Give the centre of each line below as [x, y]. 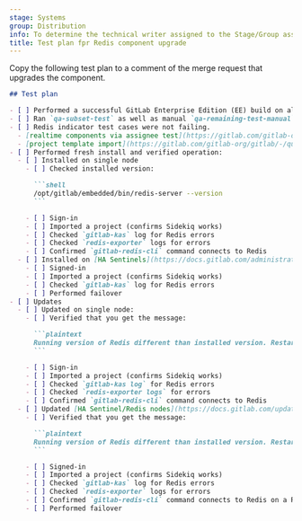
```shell [49, 185]
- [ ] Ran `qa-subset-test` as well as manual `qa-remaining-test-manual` [152, 119]
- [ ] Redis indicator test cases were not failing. [110, 127]
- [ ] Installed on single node [78, 161]
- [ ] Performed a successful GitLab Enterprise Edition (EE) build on [146, 110]
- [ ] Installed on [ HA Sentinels [82, 260]
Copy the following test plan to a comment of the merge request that [136, 68]
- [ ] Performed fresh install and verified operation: [116, 152]
